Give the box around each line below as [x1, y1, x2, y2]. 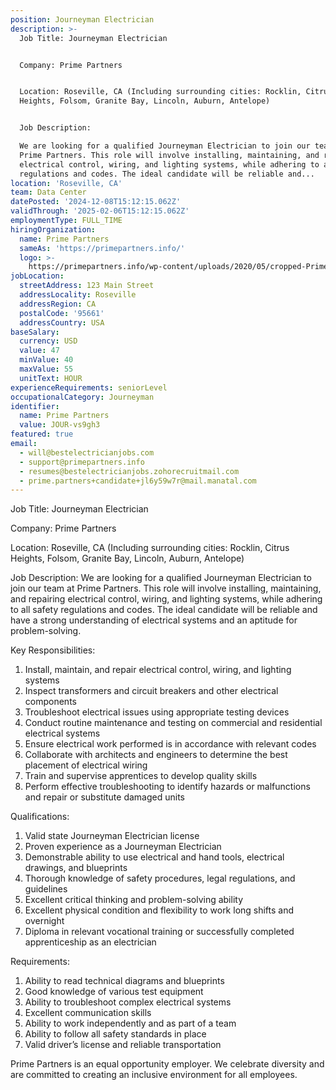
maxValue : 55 [19, 364, 74, 374]
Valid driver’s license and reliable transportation [24, 1039, 222, 1051]
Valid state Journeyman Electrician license [24, 830, 200, 842]
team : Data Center [10, 187, 87, 198]
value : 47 [19, 346, 60, 356]
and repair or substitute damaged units [24, 791, 186, 803]
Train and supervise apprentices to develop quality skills [24, 770, 258, 782]
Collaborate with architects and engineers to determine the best [24, 749, 288, 761]
